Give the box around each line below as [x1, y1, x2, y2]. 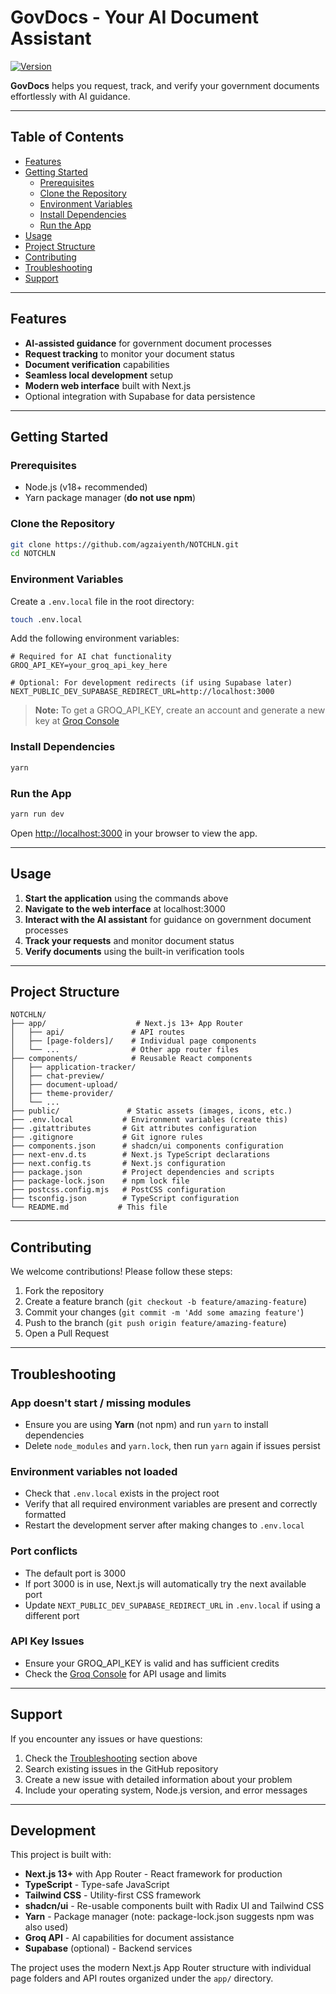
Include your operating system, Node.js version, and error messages [24, 1784, 308, 1796]
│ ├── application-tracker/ [10, 1062, 137, 1073]
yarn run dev [10, 809, 65, 819]
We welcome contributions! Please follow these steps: [10, 1266, 233, 1278]
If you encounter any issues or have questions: [10, 1732, 203, 1745]
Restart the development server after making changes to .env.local [24, 1519, 305, 1531]
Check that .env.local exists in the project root [24, 1487, 220, 1500]
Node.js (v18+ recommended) [24, 481, 148, 493]
